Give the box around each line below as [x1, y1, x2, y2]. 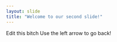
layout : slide [6, 8, 41, 14]
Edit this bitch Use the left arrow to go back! [6, 29, 112, 36]
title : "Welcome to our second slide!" [6, 14, 103, 20]
